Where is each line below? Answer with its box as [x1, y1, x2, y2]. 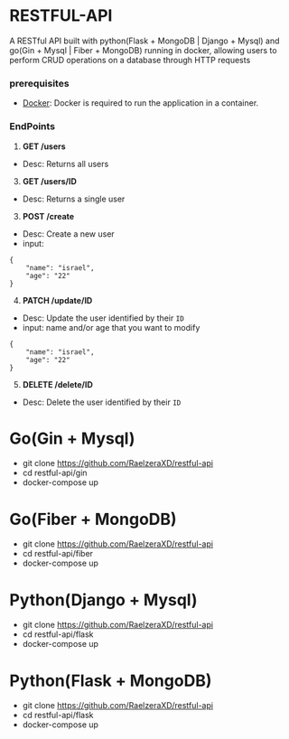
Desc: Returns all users [22, 158, 109, 169]
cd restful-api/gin [22, 467, 88, 479]
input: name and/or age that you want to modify [22, 322, 200, 332]
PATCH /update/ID [22, 295, 93, 305]
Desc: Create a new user [22, 228, 115, 239]
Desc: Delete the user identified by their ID [22, 397, 182, 407]
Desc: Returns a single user [22, 193, 126, 204]
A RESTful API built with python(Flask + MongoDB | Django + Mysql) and [9, 35, 280, 46]
